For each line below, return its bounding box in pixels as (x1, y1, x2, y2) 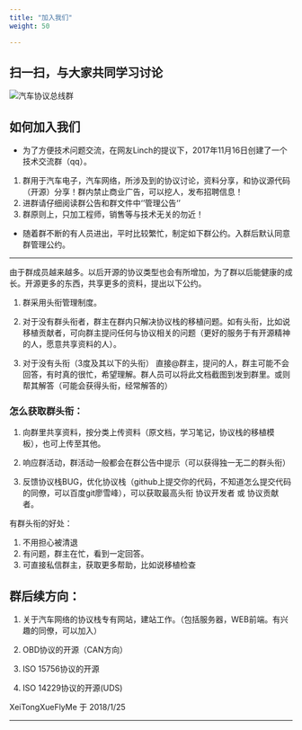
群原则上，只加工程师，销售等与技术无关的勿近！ (22, 209, 204, 220)
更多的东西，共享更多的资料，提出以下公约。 (40, 278, 207, 289)
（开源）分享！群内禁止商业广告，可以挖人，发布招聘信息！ (22, 186, 244, 198)
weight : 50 (9, 22, 50, 31)
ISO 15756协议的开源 (22, 663, 100, 674)
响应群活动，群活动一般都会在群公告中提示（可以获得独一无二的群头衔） (22, 458, 290, 468)
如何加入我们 (9, 119, 81, 135)
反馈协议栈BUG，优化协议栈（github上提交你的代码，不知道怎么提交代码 (22, 476, 292, 487)
